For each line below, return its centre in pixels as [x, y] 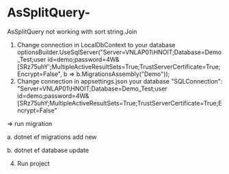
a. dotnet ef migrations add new [52, 137]
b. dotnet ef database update [48, 150]
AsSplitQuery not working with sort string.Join [72, 32]
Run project [33, 163]
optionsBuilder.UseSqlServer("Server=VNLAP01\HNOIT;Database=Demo [119, 52]
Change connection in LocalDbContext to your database [96, 45]
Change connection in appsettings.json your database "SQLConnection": [120, 81]
